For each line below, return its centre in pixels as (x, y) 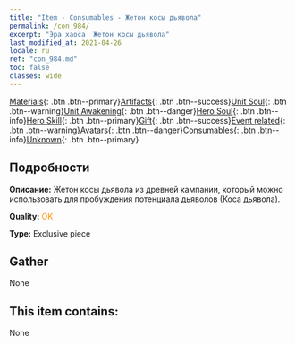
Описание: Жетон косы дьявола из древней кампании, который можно (146, 189)
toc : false (29, 68)
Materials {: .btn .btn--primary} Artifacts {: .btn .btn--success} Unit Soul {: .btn (148, 101)
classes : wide (36, 76)
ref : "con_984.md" (43, 59)
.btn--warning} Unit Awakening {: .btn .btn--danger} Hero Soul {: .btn (132, 111)
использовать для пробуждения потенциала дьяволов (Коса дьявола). (145, 199)
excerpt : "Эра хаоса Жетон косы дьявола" (89, 34)
